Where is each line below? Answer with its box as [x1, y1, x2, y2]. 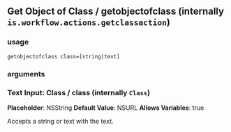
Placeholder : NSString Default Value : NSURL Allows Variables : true [7, 104, 204, 112]
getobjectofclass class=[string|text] [7, 53, 120, 60]
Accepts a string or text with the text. [7, 117, 114, 125]
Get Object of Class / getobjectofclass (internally [7, 6, 225, 17]
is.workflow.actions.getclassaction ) [7, 17, 171, 28]
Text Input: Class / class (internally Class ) [7, 88, 151, 97]
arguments [7, 69, 45, 79]
